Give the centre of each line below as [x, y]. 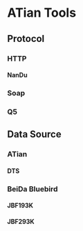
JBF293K [21, 221]
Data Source [34, 134]
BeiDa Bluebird [33, 188]
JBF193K [20, 206]
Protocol [26, 39]
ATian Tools [42, 13]
